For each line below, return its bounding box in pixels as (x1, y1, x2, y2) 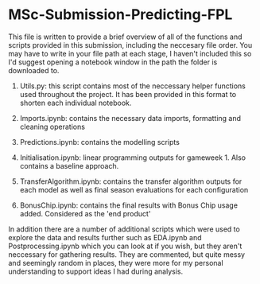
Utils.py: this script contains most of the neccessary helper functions (19, 81, 246, 91)
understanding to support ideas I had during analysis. (8, 266, 184, 276)
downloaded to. (8, 65, 60, 75)
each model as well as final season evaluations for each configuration (19, 185, 249, 194)
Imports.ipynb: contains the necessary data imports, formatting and (19, 113, 241, 123)
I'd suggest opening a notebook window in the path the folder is (8, 57, 218, 67)
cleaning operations (19, 122, 86, 131)
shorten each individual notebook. (19, 98, 132, 107)
